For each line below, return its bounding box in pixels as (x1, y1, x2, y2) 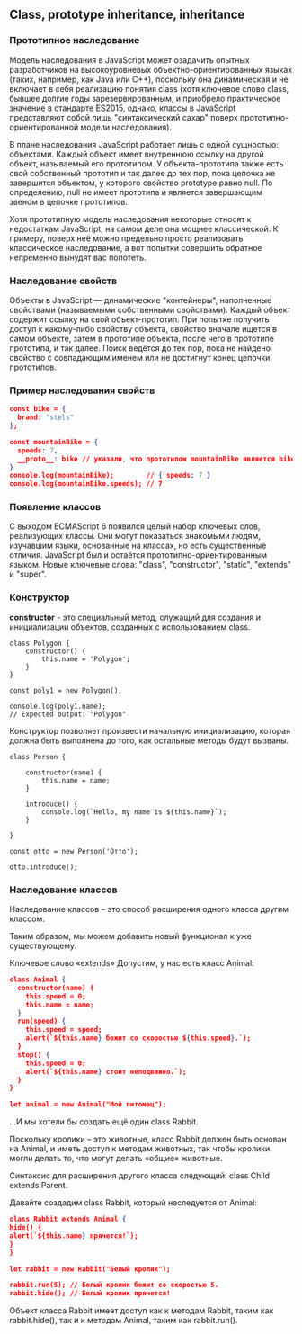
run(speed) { (17, 1016, 67, 1026)
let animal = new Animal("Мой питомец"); (9, 1100, 167, 1109)
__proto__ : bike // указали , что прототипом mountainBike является (17, 454, 276, 463)
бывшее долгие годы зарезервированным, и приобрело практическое (9, 93, 281, 103)
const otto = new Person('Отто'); (9, 846, 139, 855)
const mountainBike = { (9, 437, 99, 446)
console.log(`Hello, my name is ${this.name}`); (41, 807, 227, 817)
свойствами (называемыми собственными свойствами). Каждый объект (9, 304, 291, 315)
